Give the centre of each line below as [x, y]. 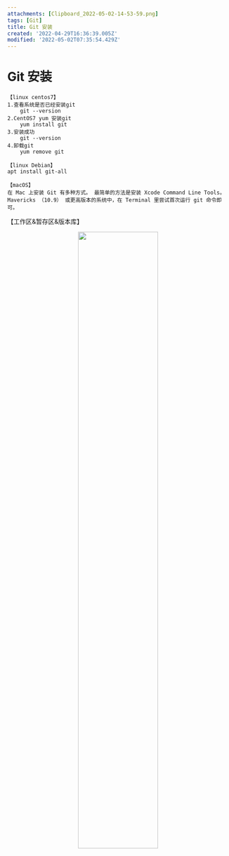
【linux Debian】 [32, 166]
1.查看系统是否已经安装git [41, 105]
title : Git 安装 [30, 27]
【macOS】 [20, 186]
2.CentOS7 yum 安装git [39, 119]
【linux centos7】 [33, 98]
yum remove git [42, 152]
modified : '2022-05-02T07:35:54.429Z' [64, 40]
